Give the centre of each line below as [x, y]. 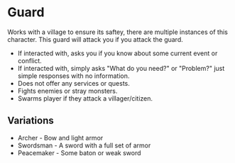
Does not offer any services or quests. [73, 83]
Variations [31, 121]
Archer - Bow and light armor [60, 137]
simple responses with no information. [73, 76]
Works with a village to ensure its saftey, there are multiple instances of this [118, 32]
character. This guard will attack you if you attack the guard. [95, 39]
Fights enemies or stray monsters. [67, 91]
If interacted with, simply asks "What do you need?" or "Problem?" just [121, 68]
